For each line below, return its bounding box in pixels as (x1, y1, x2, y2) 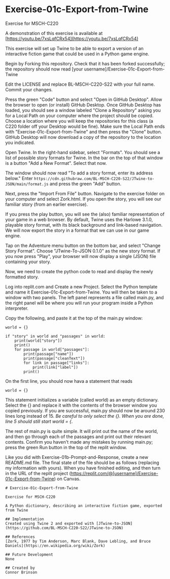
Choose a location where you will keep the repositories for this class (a (5, 118, 153, 124)
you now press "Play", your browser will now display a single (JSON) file (5, 253, 156, 259)
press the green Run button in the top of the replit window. (5, 444, 127, 450)
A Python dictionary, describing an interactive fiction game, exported (5, 503, 162, 508)
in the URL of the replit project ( (5, 470, 71, 476)
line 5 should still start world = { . (5, 418, 73, 424)
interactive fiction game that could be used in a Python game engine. (5, 51, 150, 57)
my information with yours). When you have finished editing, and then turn (5, 465, 161, 471)
